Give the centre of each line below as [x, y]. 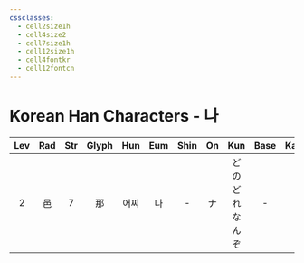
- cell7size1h [44, 43]
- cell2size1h [44, 26]
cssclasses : [32, 18]
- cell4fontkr [44, 60]
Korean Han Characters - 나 [114, 117]
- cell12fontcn [46, 69]
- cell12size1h [46, 52]
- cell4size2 [42, 34]
